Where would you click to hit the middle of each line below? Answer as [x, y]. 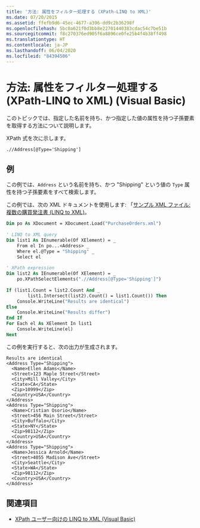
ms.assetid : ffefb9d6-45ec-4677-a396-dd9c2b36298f [70, 23]
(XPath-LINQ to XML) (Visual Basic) [96, 101]
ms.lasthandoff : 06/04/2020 [41, 51]
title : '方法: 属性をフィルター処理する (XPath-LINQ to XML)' [79, 12]
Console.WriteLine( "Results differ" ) [64, 312]
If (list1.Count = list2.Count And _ [53, 290]
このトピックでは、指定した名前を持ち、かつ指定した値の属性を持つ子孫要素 [100, 118]
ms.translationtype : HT [36, 39]
